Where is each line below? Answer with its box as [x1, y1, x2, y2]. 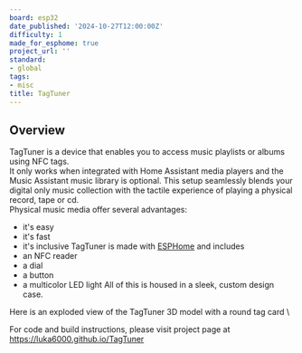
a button [22, 270, 54, 281]
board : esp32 [9, 13, 59, 23]
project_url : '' [9, 47, 71, 56]
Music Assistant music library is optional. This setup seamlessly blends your [9, 176, 293, 186]
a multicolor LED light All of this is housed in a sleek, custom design [22, 280, 275, 291]
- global [9, 64, 42, 73]
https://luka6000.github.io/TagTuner [9, 334, 145, 345]
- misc [9, 81, 34, 90]
